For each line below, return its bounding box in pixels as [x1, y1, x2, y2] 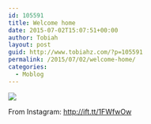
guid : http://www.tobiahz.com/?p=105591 [8, 48, 144, 56]
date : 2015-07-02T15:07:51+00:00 [8, 26, 119, 34]
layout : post [8, 41, 51, 49]
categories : [8, 63, 47, 71]
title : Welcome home [8, 19, 77, 27]
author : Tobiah [8, 33, 59, 42]
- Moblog [15, 70, 44, 78]
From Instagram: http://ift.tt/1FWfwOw [8, 107, 132, 116]
